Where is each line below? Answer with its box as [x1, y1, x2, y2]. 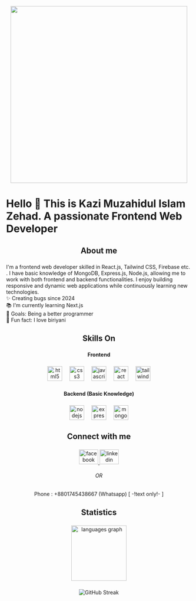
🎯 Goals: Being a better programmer [6, 310, 94, 317]
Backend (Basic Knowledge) [64, 390, 134, 397]
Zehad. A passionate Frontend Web [6, 209, 182, 223]
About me [80, 245, 118, 255]
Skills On [82, 333, 116, 343]
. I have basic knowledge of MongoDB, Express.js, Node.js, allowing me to [6, 270, 186, 277]
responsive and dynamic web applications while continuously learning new [6, 282, 188, 289]
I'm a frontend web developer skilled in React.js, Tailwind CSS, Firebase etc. [6, 263, 190, 270]
